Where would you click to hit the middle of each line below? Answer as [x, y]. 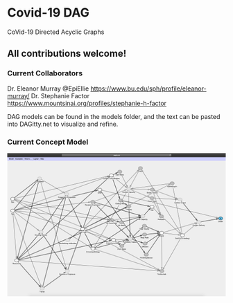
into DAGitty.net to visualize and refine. [63, 124]
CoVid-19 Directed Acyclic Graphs [56, 32]
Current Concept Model [48, 142]
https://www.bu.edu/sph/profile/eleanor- [148, 89]
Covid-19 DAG [49, 13]
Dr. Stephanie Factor [60, 95]
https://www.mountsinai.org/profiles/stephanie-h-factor [87, 103]
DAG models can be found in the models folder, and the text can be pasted [114, 116]
